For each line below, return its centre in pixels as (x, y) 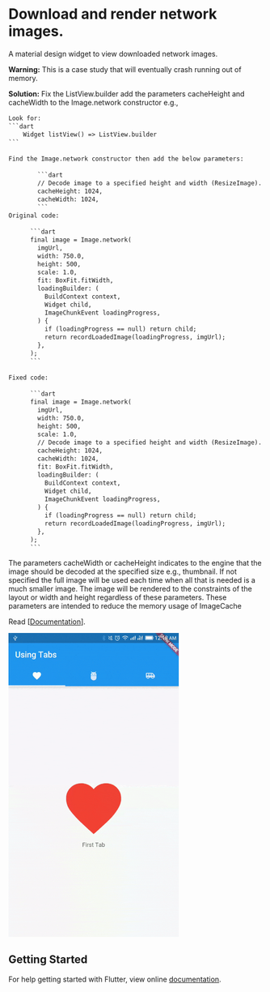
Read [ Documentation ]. (47, 622)
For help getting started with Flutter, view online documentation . (115, 979)
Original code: (34, 216)
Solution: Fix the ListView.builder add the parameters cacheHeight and (127, 93)
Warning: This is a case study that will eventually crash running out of (125, 69)
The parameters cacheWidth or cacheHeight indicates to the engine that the (135, 562)
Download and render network (113, 14)
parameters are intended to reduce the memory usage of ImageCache (125, 605)
